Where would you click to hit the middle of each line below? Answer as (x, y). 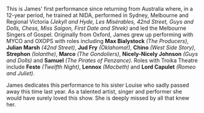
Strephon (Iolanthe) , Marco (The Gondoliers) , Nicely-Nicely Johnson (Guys (102, 54)
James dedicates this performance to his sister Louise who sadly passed (98, 85)
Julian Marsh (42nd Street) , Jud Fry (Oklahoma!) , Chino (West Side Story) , (101, 47)
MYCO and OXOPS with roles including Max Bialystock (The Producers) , (97, 41)
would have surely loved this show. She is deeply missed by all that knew (98, 98)
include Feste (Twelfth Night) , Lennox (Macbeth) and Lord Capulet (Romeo (101, 67)
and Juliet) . (21, 73)
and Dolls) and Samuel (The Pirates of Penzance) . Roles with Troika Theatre (102, 60)
